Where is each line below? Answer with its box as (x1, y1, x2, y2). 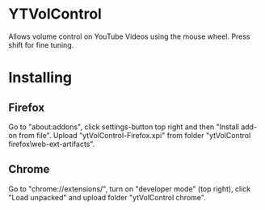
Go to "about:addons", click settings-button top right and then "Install (8, 122, 240, 132)
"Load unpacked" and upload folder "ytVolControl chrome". (8, 192, 206, 202)
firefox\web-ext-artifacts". (8, 139, 95, 149)
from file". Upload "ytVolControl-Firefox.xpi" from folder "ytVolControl (19, 130, 251, 140)
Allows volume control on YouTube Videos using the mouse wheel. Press (8, 31, 250, 41)
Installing (8, 69, 73, 87)
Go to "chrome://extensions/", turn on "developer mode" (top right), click (8, 183, 251, 194)
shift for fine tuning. (8, 40, 74, 49)
